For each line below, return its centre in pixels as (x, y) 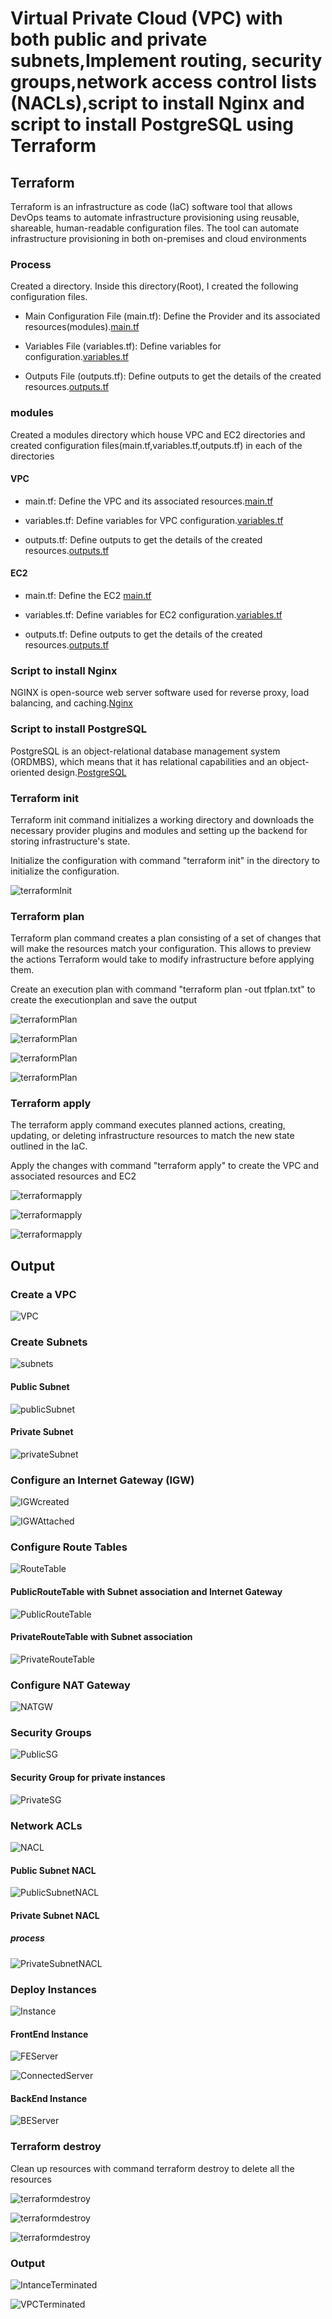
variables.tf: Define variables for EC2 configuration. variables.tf (153, 615)
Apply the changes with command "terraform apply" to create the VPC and (165, 1166)
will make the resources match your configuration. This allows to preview (161, 949)
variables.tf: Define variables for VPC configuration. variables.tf (154, 520)
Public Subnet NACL (53, 1870)
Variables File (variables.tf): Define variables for (123, 346)
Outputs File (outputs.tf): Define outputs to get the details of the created (173, 376)
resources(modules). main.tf (82, 327)
